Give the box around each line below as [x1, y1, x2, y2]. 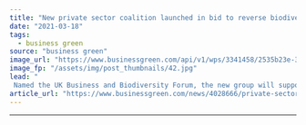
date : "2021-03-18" [9, 22, 84, 31]
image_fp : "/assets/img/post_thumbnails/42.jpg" [9, 64, 198, 73]
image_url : [9, 55, 51, 64]
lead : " [9, 72, 39, 82]
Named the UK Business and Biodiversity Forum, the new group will [13, 81, 275, 90]
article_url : [9, 89, 59, 98]
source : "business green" [9, 47, 107, 56]
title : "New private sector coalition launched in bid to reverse [9, 13, 267, 23]
